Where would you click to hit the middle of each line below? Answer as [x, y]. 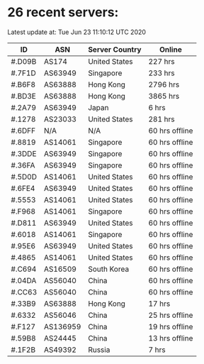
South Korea [109, 269]
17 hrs [159, 304]
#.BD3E [24, 96]
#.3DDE [24, 153]
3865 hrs [164, 96]
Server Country [115, 49]
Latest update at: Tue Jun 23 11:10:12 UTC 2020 [77, 32]
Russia [99, 350]
